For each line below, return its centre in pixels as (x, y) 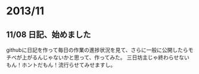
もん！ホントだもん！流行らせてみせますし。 (61, 65)
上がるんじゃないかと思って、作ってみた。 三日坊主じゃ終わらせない (105, 57)
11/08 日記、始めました (49, 34)
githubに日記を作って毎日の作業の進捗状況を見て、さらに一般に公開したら (97, 50)
